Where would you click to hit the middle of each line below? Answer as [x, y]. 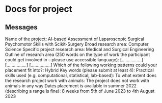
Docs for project [39, 9]
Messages [21, 27]
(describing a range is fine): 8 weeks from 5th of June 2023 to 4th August [80, 91]
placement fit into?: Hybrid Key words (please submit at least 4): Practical [79, 70]
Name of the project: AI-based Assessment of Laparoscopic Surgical [75, 39]
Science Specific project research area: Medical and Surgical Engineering [80, 49]
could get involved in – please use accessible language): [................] [74, 60]
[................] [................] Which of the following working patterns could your [81, 65]
